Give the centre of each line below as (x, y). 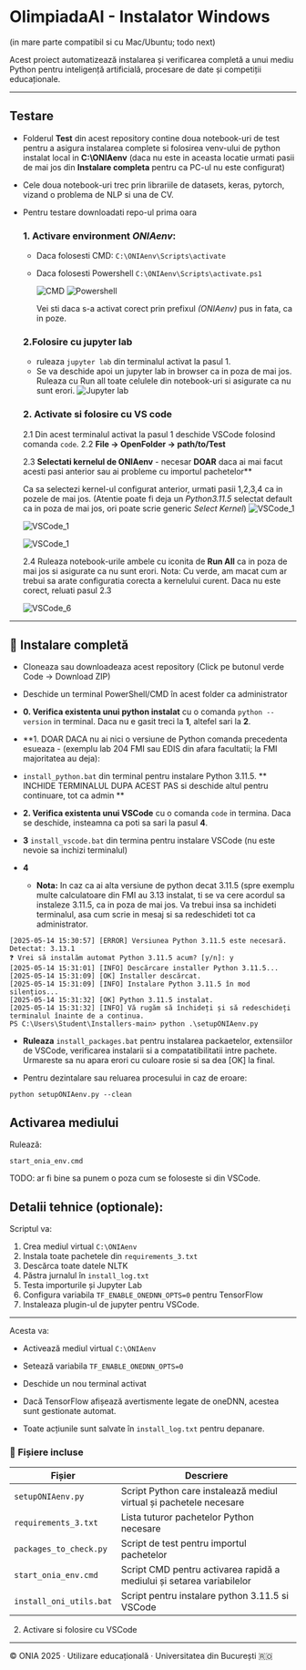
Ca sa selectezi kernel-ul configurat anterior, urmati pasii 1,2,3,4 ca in (153, 488)
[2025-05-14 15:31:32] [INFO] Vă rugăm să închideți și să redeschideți (150, 1009)
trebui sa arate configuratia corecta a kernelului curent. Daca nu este (152, 580)
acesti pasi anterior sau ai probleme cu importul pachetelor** (137, 471)
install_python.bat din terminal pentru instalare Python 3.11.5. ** (144, 776)
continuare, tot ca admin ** (73, 795)
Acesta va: (30, 1331)
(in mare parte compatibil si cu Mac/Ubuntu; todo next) (112, 42)
